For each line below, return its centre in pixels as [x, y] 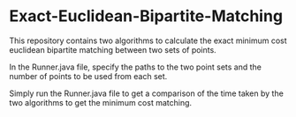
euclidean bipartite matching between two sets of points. [113, 49]
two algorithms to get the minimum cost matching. [101, 102]
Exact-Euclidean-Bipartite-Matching [146, 16]
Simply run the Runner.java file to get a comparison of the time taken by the [147, 93]
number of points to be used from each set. [88, 76]
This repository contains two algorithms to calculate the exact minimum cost [148, 40]
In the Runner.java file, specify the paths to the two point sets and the [136, 67]
